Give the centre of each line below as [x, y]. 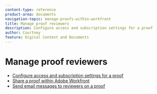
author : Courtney [23, 33]
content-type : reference [31, 10]
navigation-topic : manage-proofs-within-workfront [58, 19]
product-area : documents [31, 14]
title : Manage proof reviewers [37, 23]
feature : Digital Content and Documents [47, 38]
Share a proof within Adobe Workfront [51, 81]
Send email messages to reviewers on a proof [59, 86]
